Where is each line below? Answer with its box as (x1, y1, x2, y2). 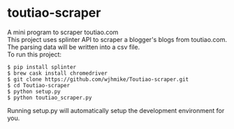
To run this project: (7, 50, 61, 59)
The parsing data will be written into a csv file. (7, 43, 140, 51)
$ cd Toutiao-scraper (7, 82, 71, 89)
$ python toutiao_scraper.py (7, 94, 92, 101)
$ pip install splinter (7, 63, 77, 70)
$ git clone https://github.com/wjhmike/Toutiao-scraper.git (7, 75, 189, 83)
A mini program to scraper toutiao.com (7, 28, 119, 36)
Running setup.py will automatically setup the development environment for (7, 106, 225, 114)
